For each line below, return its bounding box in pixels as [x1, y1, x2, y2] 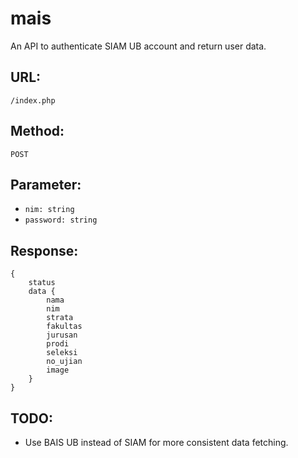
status [28, 278, 56, 288]
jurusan [46, 330, 78, 341]
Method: [10, 123, 65, 140]
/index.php [10, 95, 56, 106]
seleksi [46, 348, 78, 358]
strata [46, 313, 74, 323]
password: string [24, 215, 98, 226]
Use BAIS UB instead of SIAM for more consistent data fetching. [24, 437, 289, 448]
